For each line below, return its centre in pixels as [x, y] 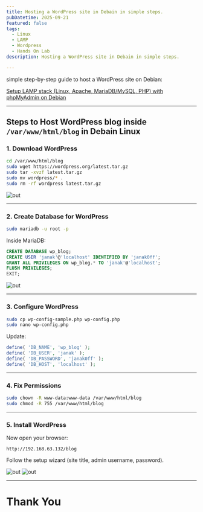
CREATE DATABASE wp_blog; [39, 251]
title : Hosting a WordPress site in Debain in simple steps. [85, 12]
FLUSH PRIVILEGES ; [29, 268]
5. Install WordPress [36, 424]
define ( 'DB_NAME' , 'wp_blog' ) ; [48, 348]
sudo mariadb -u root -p [37, 229]
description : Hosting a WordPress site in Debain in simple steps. [93, 57]
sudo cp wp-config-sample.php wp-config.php [63, 319]
